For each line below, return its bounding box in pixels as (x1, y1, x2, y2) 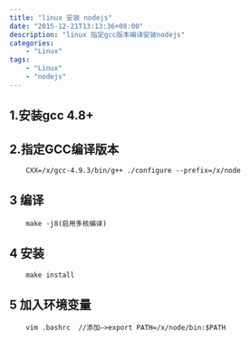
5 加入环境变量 (9, 297, 92, 312)
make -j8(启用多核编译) (25, 219, 107, 228)
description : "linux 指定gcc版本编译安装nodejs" (9, 30, 186, 39)
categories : (9, 38, 54, 48)
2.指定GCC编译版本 (9, 141, 120, 156)
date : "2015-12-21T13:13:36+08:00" (9, 22, 144, 31)
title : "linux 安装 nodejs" (9, 13, 113, 23)
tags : (9, 55, 30, 64)
